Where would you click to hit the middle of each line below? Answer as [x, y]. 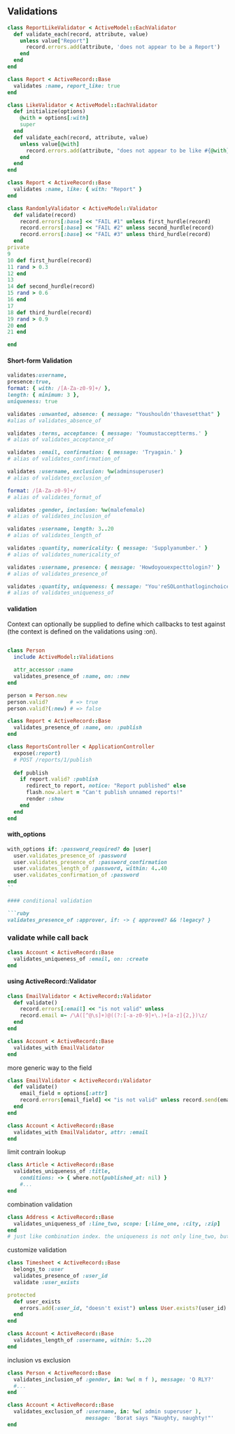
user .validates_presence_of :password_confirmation [91, 862]
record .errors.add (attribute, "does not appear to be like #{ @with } [128, 151]
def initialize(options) [50, 111]
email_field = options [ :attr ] [64, 1094]
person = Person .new [37, 695]
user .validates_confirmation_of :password [76, 875]
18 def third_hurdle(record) [50, 312]
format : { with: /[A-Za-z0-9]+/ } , [59, 389]
